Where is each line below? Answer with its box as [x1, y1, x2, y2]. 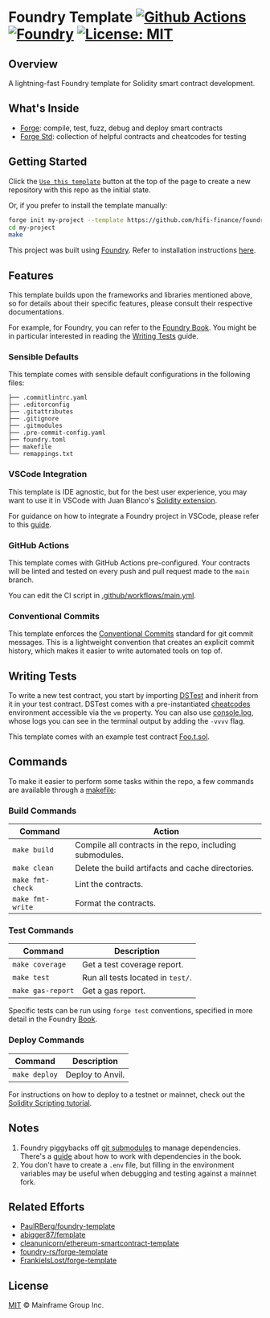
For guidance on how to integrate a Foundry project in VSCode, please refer [8, 511, 260, 520]
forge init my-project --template [8, 216, 125, 224]
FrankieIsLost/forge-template [19, 1255, 117, 1266]
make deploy [12, 1070, 59, 1079]
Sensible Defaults [8, 351, 79, 362]
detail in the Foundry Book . [8, 1014, 98, 1024]
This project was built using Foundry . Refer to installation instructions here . [8, 245, 256, 255]
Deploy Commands [8, 1034, 84, 1045]
